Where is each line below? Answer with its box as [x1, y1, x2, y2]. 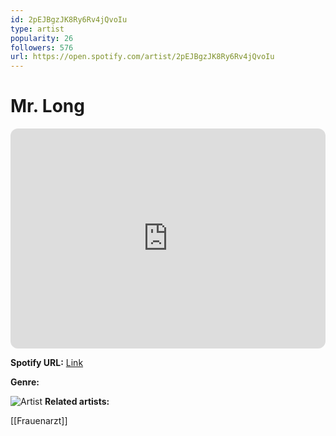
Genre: [10, 376, 40, 388]
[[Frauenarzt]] [10, 415, 68, 427]
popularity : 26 [10, 33, 74, 43]
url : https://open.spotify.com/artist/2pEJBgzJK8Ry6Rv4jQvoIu [10, 52, 275, 62]
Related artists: [44, 396, 110, 408]
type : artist [10, 24, 65, 34]
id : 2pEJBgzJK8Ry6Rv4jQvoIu [10, 14, 128, 25]
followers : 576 [10, 42, 74, 53]
